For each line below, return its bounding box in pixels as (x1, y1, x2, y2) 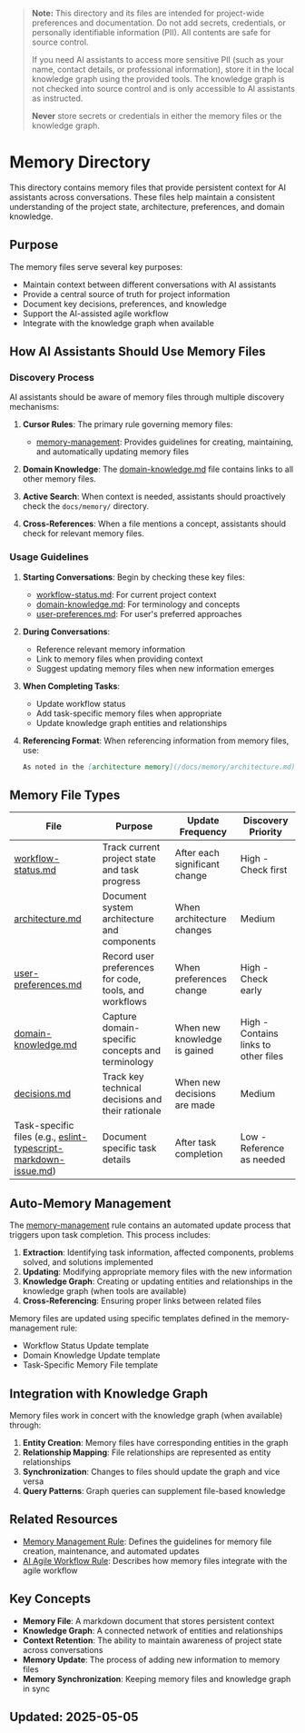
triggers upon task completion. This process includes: (9, 1230, 212, 1240)
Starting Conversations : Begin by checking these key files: (22, 572, 245, 583)
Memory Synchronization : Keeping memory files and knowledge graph (22, 1673, 291, 1684)
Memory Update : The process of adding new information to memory (22, 1654, 280, 1665)
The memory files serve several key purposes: (9, 261, 183, 272)
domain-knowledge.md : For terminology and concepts (35, 599, 241, 610)
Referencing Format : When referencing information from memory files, (22, 735, 290, 746)
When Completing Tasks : (22, 681, 121, 692)
